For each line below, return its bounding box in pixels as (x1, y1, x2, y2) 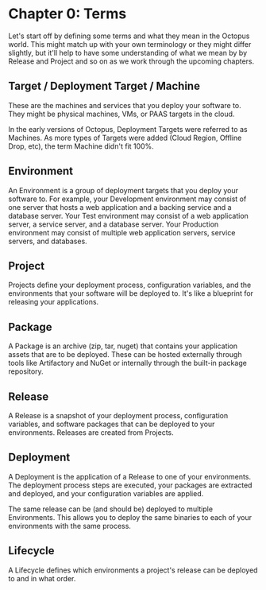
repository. (8, 367, 44, 376)
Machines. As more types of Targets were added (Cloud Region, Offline (8, 133, 242, 142)
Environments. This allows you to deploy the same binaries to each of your (8, 512, 253, 522)
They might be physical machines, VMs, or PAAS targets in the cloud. (8, 109, 235, 118)
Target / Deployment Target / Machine (8, 80, 201, 93)
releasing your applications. (8, 297, 99, 307)
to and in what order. (8, 573, 76, 583)
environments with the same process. (8, 521, 131, 530)
